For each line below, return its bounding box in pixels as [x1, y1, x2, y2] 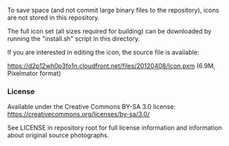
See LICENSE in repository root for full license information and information [7, 124, 223, 132]
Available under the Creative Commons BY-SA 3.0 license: [7, 102, 176, 111]
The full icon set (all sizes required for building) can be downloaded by [7, 27, 212, 35]
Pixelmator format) [7, 69, 61, 77]
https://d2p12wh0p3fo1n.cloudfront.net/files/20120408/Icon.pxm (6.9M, [7, 62, 216, 69]
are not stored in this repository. [7, 13, 100, 22]
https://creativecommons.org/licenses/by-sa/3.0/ [7, 110, 150, 119]
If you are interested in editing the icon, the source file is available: [7, 48, 199, 56]
